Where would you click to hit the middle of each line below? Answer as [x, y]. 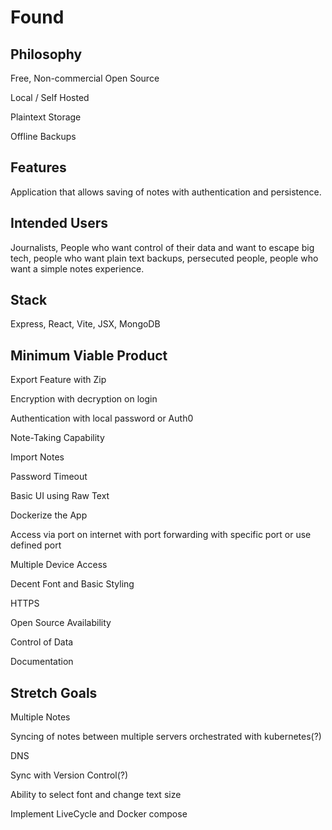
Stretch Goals [54, 692]
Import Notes [37, 457]
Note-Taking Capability [57, 438]
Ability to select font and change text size [96, 795]
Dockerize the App [49, 515]
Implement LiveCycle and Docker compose [99, 814]
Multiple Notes [40, 717]
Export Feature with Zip [58, 380]
